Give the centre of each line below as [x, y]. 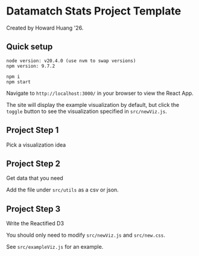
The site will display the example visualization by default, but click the [93, 104]
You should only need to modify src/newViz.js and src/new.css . [86, 235]
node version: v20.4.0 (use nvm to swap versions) [71, 61]
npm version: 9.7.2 [31, 66]
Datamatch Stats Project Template [94, 11]
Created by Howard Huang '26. [45, 28]
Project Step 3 [33, 209]
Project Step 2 [33, 163]
